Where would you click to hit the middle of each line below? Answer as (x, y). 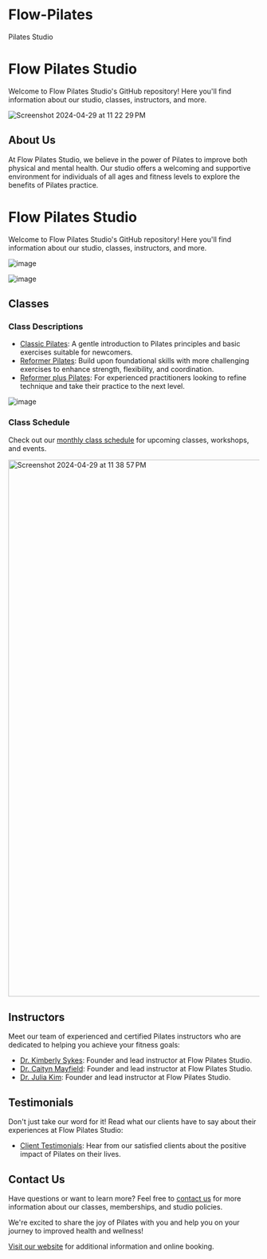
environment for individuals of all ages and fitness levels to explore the (124, 176)
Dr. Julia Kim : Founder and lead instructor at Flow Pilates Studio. (125, 1077)
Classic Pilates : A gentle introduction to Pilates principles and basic (130, 344)
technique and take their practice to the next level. (102, 386)
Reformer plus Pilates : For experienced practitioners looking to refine (133, 378)
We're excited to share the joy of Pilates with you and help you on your (124, 1222)
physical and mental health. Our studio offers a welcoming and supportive (130, 168)
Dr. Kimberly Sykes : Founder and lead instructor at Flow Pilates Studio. (136, 1060)
